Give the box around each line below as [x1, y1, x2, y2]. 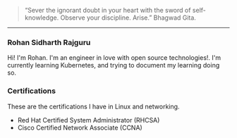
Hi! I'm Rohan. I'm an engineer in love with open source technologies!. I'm [7, 54, 221, 62]
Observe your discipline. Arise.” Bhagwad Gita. [60, 13, 196, 22]
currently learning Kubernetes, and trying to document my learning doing [7, 61, 220, 70]
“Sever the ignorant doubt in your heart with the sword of [24, 6, 191, 14]
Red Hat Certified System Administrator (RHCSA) [17, 115, 160, 124]
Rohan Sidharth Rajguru [7, 37, 91, 47]
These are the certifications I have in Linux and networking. [7, 102, 180, 111]
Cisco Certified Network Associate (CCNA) [17, 123, 142, 132]
